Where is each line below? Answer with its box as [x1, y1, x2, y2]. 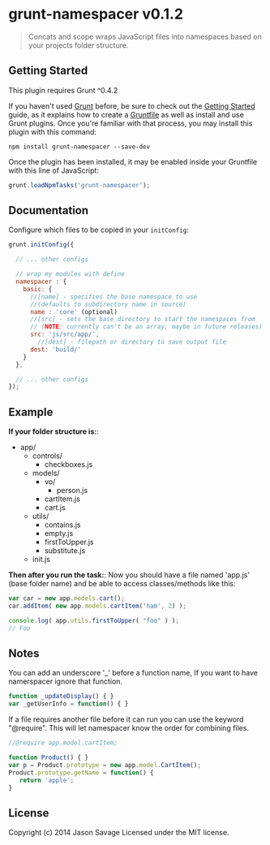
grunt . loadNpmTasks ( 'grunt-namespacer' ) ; [8, 181, 151, 189]
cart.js [44, 503, 66, 513]
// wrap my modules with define [15, 270, 126, 278]
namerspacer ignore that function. [8, 676, 123, 686]
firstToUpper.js [44, 537, 95, 547]
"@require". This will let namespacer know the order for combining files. [8, 723, 250, 733]
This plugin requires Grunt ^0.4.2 [8, 85, 118, 95]
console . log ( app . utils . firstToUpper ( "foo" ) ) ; [8, 616, 180, 624]
